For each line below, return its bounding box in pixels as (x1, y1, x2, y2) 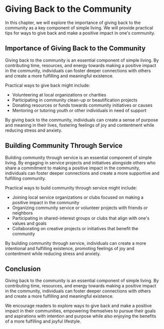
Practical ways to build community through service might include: (5, 185, 138, 190)
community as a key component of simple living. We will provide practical (5, 24, 153, 30)
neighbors (12, 210, 33, 216)
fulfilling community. (5, 175, 47, 181)
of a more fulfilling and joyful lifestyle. (5, 318, 81, 324)
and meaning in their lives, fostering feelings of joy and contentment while (5, 122, 154, 128)
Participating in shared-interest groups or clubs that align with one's (12, 215, 150, 221)
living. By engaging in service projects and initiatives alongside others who (5, 160, 156, 165)
